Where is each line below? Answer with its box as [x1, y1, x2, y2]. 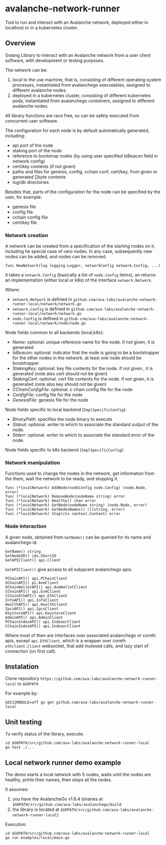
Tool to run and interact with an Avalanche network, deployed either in [5, 19, 149, 25]
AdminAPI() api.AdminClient [5, 615, 63, 620]
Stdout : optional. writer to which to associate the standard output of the [12, 422, 159, 428]
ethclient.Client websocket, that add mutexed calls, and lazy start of [5, 643, 149, 649]
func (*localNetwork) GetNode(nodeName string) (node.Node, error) [5, 503, 148, 508]
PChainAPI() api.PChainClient [5, 576, 68, 581]
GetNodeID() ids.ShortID [5, 553, 56, 558]
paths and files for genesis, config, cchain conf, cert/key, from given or [12, 169, 158, 174]
